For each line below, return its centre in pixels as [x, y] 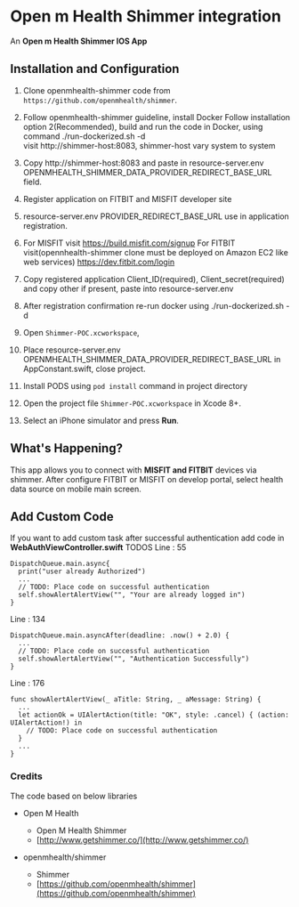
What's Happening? [67, 448]
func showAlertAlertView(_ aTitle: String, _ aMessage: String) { [136, 700]
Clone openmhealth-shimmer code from [97, 90]
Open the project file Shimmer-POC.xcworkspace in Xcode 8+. [132, 403]
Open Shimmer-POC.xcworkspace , [81, 332]
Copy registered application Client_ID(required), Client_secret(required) [154, 279]
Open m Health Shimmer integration [145, 16]
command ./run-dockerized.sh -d [84, 136]
